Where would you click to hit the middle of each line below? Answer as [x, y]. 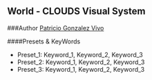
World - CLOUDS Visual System [76, 11]
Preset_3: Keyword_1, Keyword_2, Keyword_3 [81, 69]
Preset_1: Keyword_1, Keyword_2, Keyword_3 [80, 54]
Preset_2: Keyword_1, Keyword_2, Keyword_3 [81, 62]
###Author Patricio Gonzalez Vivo [56, 28]
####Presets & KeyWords [44, 41]
